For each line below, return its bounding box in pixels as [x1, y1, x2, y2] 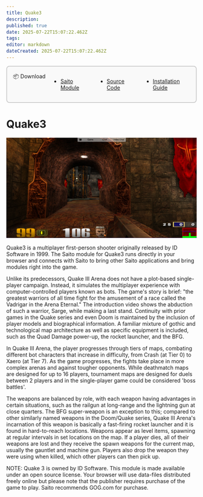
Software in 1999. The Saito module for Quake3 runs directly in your [6, 251, 175, 258]
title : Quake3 [6, 10, 42, 16]
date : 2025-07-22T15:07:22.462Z [6, 29, 88, 35]
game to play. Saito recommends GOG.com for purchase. [6, 484, 149, 492]
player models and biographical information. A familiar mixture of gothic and [6, 320, 196, 327]
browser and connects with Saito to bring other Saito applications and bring [6, 257, 195, 265]
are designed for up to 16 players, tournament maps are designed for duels [6, 370, 193, 378]
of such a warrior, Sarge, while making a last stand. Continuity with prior [6, 308, 186, 315]
